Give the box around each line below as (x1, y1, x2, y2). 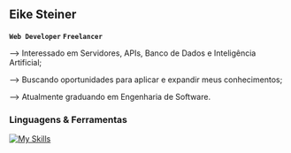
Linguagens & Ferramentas (9, 113, 128, 126)
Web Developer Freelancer (9, 32, 103, 41)
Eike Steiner (9, 7, 77, 22)
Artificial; (9, 57, 42, 67)
